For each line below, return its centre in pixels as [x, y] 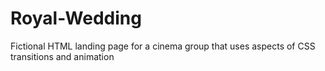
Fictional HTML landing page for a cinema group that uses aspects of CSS [163, 46]
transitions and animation [62, 56]
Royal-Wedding [76, 18]
